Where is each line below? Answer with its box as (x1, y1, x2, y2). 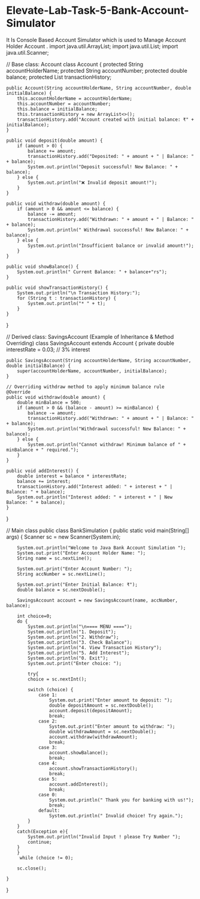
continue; (28, 839, 52, 845)
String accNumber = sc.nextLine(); (17, 571, 106, 577)
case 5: (38, 776, 58, 782)
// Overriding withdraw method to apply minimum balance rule (6, 384, 165, 390)
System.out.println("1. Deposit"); (28, 629, 117, 635)
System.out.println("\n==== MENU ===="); (28, 623, 133, 629)
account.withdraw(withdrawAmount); (49, 734, 138, 740)
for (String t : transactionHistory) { (17, 295, 117, 301)
